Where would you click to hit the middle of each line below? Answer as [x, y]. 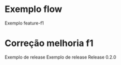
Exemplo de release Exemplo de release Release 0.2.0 [60, 57]
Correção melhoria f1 [49, 43]
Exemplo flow [33, 9]
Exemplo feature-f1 [24, 23]
